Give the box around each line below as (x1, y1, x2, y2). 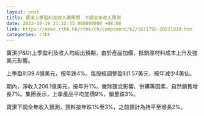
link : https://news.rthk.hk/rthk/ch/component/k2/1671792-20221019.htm (6, 26, 192, 32)
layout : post (6, 9, 40, 15)
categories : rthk (6, 32, 51, 38)
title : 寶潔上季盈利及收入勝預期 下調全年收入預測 (6, 15, 121, 21)
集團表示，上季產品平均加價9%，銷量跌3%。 (25, 90, 139, 98)
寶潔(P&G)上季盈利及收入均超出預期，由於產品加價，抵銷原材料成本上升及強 (6, 49, 198, 57)
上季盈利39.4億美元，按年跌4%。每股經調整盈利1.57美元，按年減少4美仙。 (6, 70, 195, 77)
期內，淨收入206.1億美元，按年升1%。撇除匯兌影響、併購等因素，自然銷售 (6, 83, 193, 90)
